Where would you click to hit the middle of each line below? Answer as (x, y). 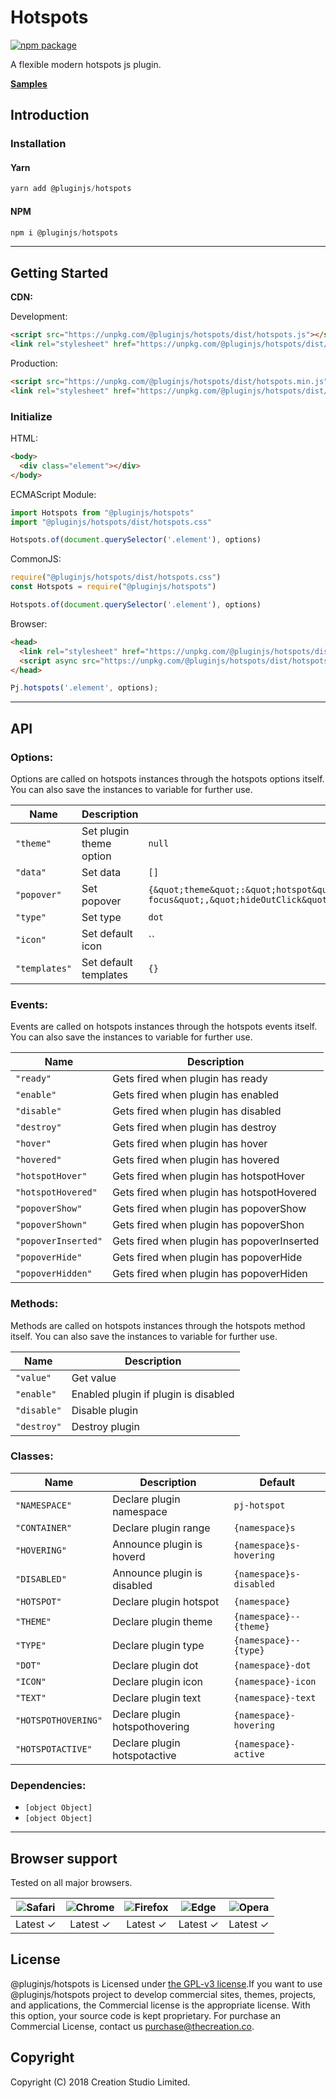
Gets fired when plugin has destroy (194, 1128)
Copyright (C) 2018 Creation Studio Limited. (100, 2082)
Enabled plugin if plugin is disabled (153, 1394)
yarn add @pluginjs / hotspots (71, 189)
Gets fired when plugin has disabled (197, 1111)
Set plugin (105, 831)
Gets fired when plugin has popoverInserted (216, 1241)
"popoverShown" (51, 1225)
